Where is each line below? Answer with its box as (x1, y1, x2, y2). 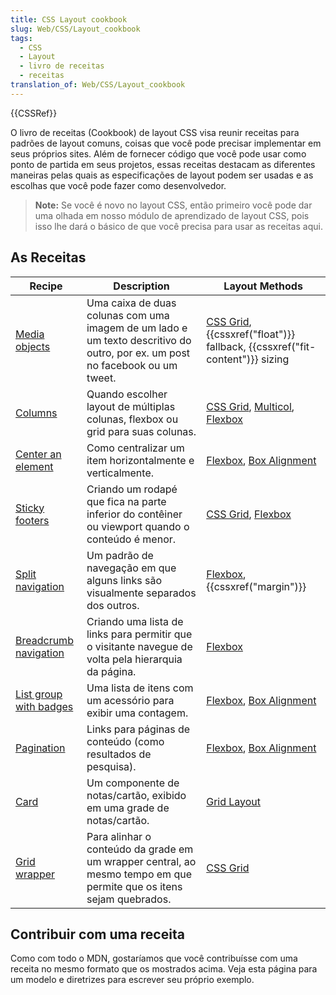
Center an (15, 447, 62, 461)
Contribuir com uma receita (10, 926, 185, 943)
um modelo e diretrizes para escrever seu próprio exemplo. (10, 974, 255, 986)
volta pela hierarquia (86, 652, 183, 666)
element (15, 459, 54, 473)
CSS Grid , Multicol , (206, 399, 295, 413)
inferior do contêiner (86, 507, 183, 521)
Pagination (15, 741, 66, 755)
